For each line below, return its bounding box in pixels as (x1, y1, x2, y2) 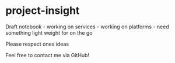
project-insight (5, 4, 80, 17)
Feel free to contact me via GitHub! (5, 51, 90, 58)
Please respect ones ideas (5, 40, 69, 47)
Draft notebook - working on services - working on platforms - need (5, 23, 170, 30)
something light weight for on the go (5, 29, 93, 36)
